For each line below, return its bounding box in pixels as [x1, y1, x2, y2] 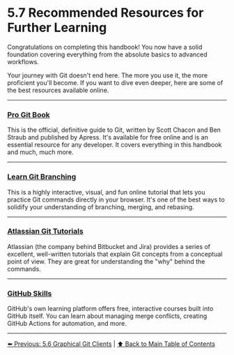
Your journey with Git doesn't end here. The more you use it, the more [7, 71, 208, 80]
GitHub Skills [7, 288, 52, 298]
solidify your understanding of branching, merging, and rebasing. [7, 202, 194, 211]
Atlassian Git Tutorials [7, 227, 84, 236]
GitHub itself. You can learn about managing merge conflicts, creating [7, 312, 208, 320]
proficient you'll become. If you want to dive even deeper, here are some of [7, 78, 224, 86]
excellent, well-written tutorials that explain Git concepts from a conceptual [7, 250, 223, 258]
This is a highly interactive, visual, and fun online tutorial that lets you [7, 188, 205, 196]
